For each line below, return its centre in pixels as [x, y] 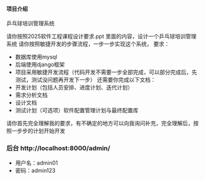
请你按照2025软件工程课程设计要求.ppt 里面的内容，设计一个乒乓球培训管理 [101, 37]
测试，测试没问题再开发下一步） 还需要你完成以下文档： [85, 80]
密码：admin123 [35, 170]
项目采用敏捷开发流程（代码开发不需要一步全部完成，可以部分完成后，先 [106, 72]
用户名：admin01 [36, 163]
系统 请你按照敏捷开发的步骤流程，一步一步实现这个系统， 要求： [88, 44]
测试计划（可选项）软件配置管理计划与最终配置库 [77, 110]
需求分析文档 [31, 95]
